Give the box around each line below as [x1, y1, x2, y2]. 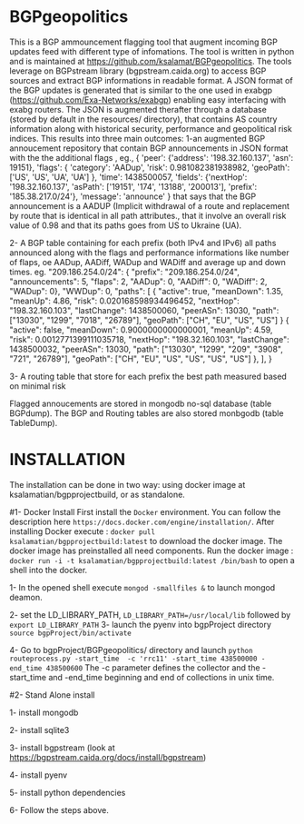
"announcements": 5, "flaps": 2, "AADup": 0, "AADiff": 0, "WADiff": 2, [9, 275, 268, 287]
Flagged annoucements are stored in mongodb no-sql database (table [9, 398, 272, 409]
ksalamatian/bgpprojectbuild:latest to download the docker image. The [9, 535, 283, 546]
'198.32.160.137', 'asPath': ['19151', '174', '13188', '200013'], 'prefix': [9, 181, 258, 192]
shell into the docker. [9, 564, 88, 575]
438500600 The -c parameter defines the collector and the [45, 661, 260, 673]
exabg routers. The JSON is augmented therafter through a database [9, 104, 268, 114]
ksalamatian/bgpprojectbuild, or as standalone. [9, 489, 186, 500]
